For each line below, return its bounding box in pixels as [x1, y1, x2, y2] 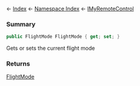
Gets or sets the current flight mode [6, 45, 95, 52]
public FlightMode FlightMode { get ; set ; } [6, 34, 120, 40]
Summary [6, 20, 36, 28]
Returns [6, 60, 30, 68]
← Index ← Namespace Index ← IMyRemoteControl [6, 5, 134, 12]
